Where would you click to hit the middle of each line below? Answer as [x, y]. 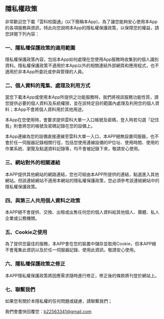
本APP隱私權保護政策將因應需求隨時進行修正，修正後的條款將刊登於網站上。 [82, 275]
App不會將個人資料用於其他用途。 [52, 109]
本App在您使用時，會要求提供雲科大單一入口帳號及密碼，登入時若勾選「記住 [82, 120]
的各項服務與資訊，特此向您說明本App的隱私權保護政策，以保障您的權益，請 [82, 27]
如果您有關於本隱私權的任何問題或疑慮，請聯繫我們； [59, 301]
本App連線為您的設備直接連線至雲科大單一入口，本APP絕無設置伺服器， [78, 136]
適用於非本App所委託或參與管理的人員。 [46, 72]
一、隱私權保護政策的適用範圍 [40, 48]
